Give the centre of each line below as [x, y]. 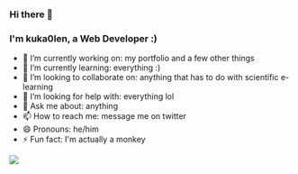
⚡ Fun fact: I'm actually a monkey [84, 140]
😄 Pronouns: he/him [60, 129]
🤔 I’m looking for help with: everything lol [98, 96]
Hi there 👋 [32, 14]
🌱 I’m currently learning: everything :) [91, 68]
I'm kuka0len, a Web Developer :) [83, 38]
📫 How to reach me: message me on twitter [104, 116]
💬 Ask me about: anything [70, 106]
